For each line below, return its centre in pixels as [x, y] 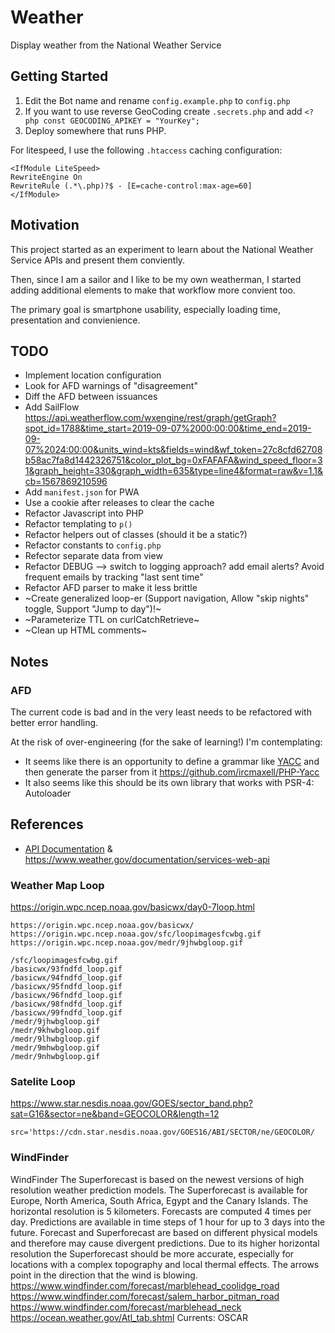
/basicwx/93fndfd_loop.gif [66, 969]
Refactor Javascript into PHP [84, 513]
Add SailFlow [52, 407]
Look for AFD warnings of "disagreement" [111, 386]
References [47, 824]
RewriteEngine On [46, 177]
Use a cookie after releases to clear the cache [119, 503]
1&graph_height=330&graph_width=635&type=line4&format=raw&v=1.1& [174, 471]
